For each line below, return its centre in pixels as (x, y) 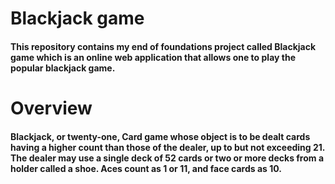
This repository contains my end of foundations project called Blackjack (163, 46)
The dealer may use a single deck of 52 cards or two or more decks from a (167, 158)
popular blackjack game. (63, 68)
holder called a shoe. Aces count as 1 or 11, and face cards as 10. (146, 168)
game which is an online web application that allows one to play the (153, 57)
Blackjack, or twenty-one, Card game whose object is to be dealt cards (160, 136)
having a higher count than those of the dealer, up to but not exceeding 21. (168, 147)
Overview (51, 108)
